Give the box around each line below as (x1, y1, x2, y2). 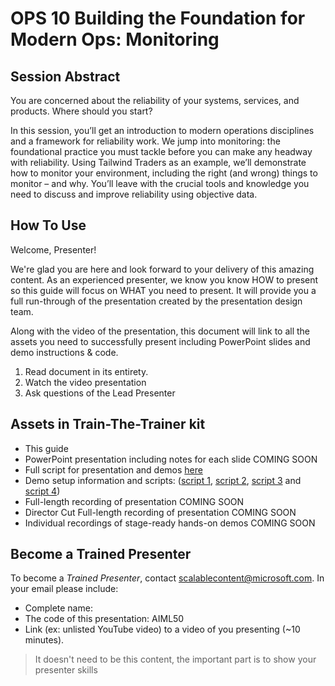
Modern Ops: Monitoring (10, 28, 220, 51)
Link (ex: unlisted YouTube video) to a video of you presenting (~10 (24, 623, 301, 636)
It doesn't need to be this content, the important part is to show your (34, 653, 317, 666)
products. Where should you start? (10, 105, 153, 117)
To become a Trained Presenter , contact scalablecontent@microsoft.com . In (10, 572, 325, 584)
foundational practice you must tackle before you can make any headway (10, 146, 313, 157)
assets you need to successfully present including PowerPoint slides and (10, 335, 311, 347)
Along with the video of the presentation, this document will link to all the (10, 325, 311, 337)
